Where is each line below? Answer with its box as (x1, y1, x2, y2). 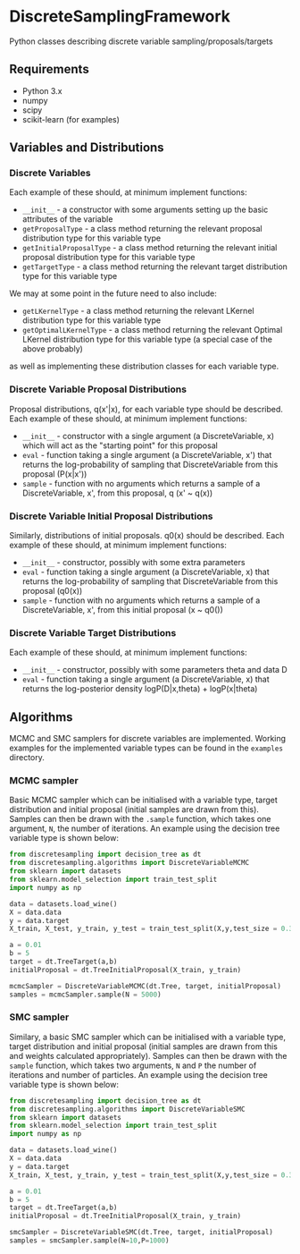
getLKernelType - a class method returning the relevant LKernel (21, 306, 254, 317)
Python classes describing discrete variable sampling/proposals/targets (9, 36, 274, 47)
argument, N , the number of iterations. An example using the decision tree (9, 823, 280, 834)
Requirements (9, 62, 89, 77)
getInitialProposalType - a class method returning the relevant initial (21, 242, 278, 253)
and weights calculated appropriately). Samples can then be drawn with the (9, 1050, 287, 1061)
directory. (9, 752, 45, 763)
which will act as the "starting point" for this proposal (21, 440, 219, 451)
